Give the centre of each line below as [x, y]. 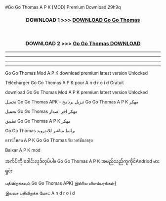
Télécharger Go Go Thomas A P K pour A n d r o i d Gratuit [64, 82]
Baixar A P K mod [23, 150]
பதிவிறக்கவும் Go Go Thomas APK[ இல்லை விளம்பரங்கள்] [61, 183]
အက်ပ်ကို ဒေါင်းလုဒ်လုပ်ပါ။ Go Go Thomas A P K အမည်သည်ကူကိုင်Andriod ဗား [82, 161]
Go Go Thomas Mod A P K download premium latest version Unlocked [77, 73]
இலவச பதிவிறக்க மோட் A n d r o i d [40, 193]
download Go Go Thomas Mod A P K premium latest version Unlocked [77, 92]
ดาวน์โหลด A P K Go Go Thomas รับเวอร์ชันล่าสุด [49, 140]
